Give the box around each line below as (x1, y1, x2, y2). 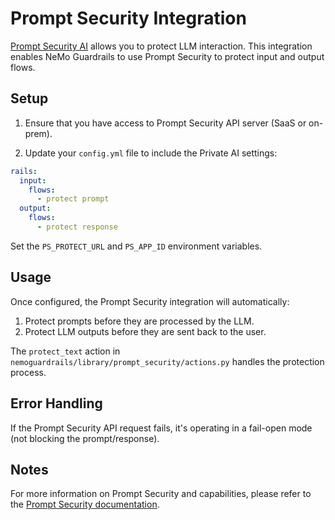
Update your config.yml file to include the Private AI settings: (24, 147, 278, 159)
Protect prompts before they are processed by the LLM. (24, 315, 255, 327)
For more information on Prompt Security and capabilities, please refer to (10, 488, 312, 500)
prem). (24, 127, 53, 139)
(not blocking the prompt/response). (10, 432, 160, 444)
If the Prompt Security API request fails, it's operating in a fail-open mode (10, 422, 313, 434)
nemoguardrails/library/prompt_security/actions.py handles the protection (10, 355, 325, 367)
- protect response (36, 222, 118, 232)
